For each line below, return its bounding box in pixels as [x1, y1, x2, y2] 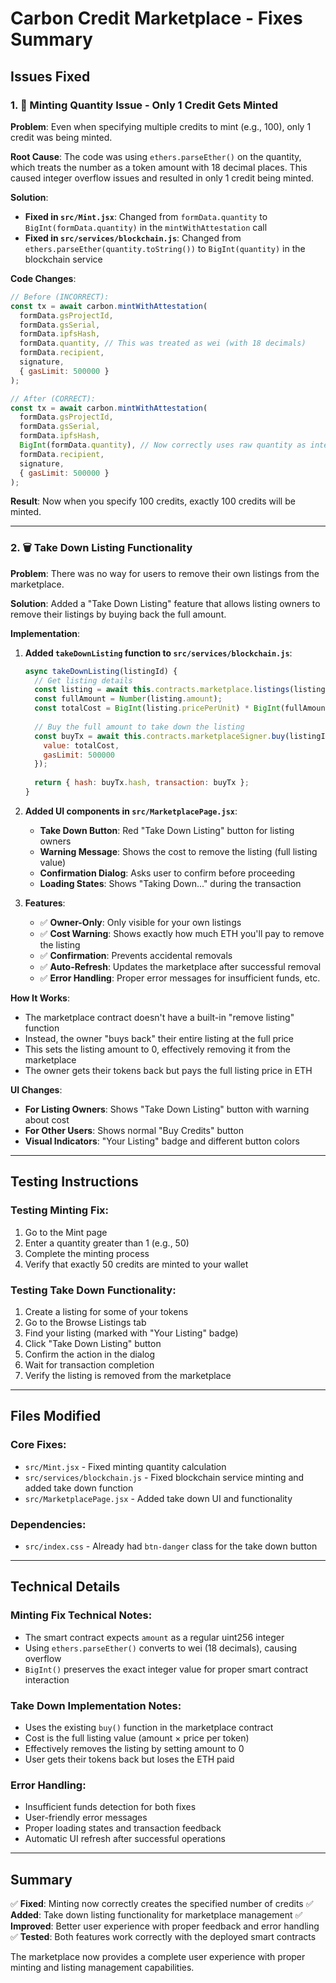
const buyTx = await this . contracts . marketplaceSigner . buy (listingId [34, 731, 330, 741]
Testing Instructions [10, 1173, 139, 1191]
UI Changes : [10, 1083, 63, 1096]
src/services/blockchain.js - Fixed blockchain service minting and [24, 1471, 305, 1483]
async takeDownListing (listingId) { [24, 666, 178, 676]
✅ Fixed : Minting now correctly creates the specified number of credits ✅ [10, 1897, 314, 1909]
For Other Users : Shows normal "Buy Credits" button [24, 1124, 244, 1136]
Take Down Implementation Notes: [10, 1698, 182, 1712]
